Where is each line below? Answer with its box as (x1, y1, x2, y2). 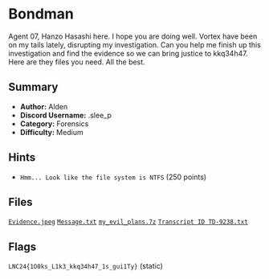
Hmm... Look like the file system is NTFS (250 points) (19, 172, 207, 182)
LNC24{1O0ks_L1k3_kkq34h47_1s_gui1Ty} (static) (8, 261, 163, 271)
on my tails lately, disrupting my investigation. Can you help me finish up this (8, 39, 261, 49)
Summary (8, 80, 59, 94)
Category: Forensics (19, 118, 89, 129)
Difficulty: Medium (19, 127, 84, 137)
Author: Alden (19, 101, 68, 111)
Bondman (8, 5, 75, 23)
